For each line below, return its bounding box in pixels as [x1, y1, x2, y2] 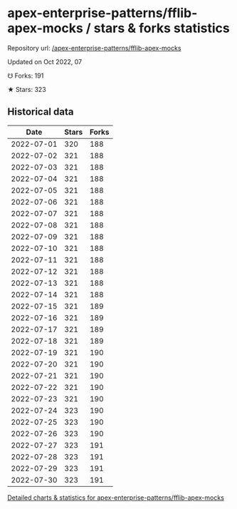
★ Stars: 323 [7, 85, 46, 93]
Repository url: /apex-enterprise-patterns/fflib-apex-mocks [7, 43, 181, 52]
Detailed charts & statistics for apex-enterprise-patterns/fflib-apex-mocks [7, 493, 224, 502]
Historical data [7, 106, 74, 118]
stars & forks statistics [93, 20, 230, 36]
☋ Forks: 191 [7, 71, 44, 80]
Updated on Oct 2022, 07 [7, 57, 83, 66]
